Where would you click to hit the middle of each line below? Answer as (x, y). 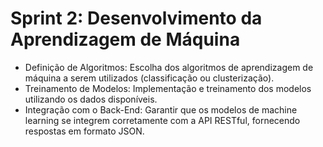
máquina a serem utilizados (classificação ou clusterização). (149, 78)
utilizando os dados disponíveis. (91, 99)
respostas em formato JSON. (84, 131)
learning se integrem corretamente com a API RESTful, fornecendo (162, 120)
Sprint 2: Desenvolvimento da (136, 18)
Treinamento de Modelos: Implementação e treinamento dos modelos (168, 88)
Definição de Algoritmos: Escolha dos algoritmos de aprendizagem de (169, 67)
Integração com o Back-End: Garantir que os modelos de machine (161, 109)
